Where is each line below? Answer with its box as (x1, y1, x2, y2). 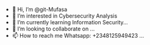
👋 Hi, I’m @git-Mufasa (12, 6, 68, 13)
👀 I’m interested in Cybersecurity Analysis (12, 12, 118, 19)
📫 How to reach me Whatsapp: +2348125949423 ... (12, 32, 145, 39)
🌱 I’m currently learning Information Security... (12, 19, 128, 26)
